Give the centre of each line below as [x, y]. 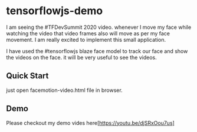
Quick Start [27, 76]
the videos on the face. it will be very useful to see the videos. [82, 57]
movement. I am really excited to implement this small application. [86, 39]
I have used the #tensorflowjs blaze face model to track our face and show [97, 51]
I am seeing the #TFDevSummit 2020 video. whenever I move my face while [99, 27]
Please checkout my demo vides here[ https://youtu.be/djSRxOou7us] [91, 123]
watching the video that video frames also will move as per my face [88, 33]
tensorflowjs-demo [55, 11]
